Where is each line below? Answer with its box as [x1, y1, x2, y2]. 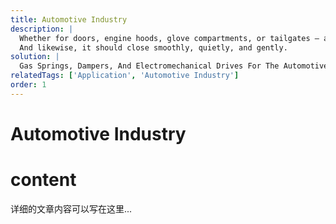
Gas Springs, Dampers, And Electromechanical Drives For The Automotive [19, 61, 329, 71]
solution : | [10, 52, 60, 62]
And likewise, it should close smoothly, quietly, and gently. [19, 42, 288, 53]
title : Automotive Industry [10, 14, 128, 25]
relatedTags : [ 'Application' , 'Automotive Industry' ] [10, 71, 240, 81]
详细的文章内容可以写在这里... [10, 202, 133, 215]
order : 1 [10, 80, 47, 90]
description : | [10, 24, 74, 34]
